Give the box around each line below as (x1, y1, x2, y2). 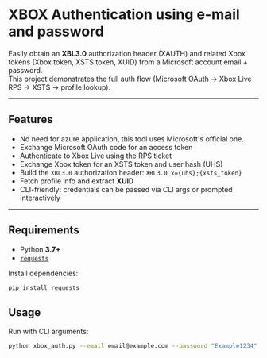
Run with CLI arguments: (8, 327, 89, 337)
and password (8, 22, 105, 40)
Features (8, 113, 53, 126)
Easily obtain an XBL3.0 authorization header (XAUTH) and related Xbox (8, 48, 246, 58)
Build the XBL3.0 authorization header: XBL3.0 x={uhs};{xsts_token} (19, 167, 242, 177)
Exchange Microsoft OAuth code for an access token (19, 142, 193, 152)
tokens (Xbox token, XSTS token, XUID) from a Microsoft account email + (8, 57, 248, 67)
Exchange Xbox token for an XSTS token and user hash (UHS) (19, 159, 223, 168)
